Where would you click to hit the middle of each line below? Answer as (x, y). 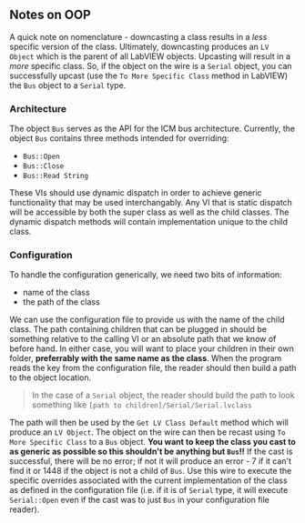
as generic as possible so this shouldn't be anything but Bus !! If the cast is (151, 452)
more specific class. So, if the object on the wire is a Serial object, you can (151, 65)
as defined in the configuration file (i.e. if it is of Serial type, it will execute (149, 490)
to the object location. (51, 377)
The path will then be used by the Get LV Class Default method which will (149, 423)
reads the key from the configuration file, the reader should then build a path (153, 368)
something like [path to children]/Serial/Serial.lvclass (142, 405)
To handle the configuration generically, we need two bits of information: (146, 275)
